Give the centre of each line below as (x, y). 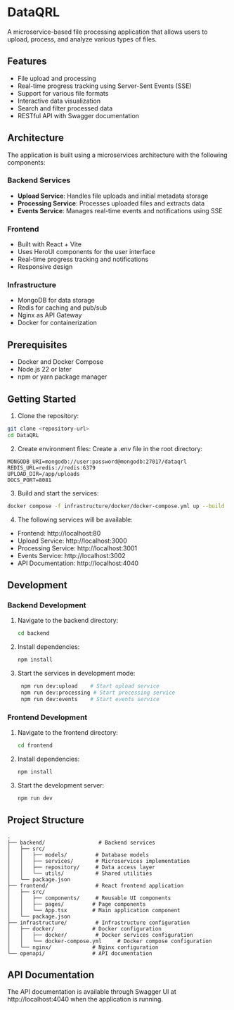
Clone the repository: (48, 416)
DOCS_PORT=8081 (30, 480)
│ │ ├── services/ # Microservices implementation (99, 861)
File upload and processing (57, 78)
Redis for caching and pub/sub (62, 308)
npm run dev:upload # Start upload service (90, 686)
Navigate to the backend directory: (68, 621)
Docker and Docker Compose (60, 362)
